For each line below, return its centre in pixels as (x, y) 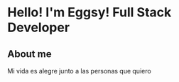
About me (29, 54)
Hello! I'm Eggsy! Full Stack (89, 12)
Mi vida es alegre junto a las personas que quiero (79, 71)
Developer (38, 27)
